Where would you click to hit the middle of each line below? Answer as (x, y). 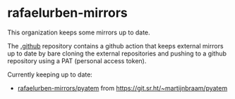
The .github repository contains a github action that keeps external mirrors (115, 46)
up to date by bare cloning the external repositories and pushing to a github (117, 53)
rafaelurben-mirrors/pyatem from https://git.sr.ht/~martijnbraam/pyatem (122, 88)
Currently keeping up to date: (50, 74)
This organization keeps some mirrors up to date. (79, 32)
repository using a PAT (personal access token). (77, 60)
